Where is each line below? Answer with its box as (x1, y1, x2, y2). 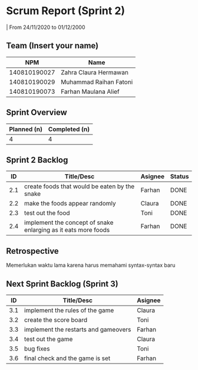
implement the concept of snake (24, 218, 114, 227)
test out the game (24, 335, 73, 343)
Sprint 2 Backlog (6, 155, 68, 165)
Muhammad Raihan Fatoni (61, 78, 133, 86)
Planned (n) (9, 125, 43, 133)
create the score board (24, 316, 88, 324)
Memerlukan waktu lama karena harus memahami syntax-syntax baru (6, 261, 176, 269)
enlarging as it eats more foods (24, 226, 110, 234)
